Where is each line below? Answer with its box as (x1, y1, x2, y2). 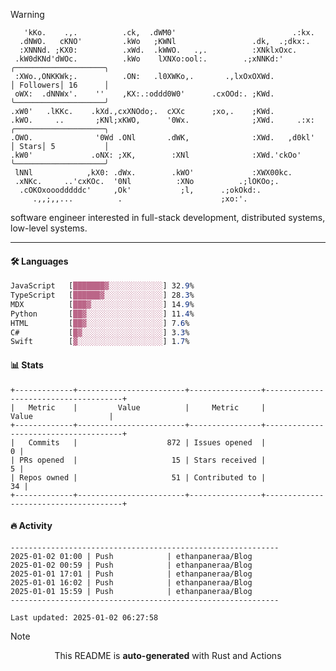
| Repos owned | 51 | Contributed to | (10, 472, 267, 483)
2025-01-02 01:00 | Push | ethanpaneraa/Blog (10, 551, 253, 561)
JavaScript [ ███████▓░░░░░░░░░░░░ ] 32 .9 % (10, 281, 195, 291)
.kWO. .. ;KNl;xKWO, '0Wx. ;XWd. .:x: (10, 115, 315, 125)
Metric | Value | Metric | (28, 402, 267, 413)
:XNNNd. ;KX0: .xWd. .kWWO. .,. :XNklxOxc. (19, 45, 298, 55)
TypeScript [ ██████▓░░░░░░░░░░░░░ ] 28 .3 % (10, 290, 195, 301)
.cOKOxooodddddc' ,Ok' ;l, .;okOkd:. (19, 185, 262, 195)
